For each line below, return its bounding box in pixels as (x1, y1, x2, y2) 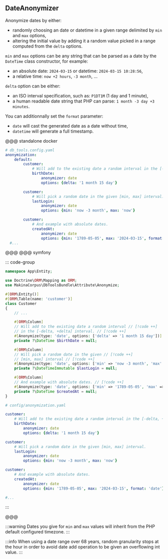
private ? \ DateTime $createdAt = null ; (14, 389, 97, 394)
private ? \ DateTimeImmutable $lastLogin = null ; (14, 366, 117, 371)
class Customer (5, 301, 37, 306)
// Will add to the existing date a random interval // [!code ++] (14, 324, 157, 329)
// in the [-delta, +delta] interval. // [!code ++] (14, 329, 126, 334)
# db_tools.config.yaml (5, 148, 55, 153)
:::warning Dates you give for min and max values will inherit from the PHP (5, 523, 155, 529)
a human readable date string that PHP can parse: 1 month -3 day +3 (12, 98, 155, 104)
